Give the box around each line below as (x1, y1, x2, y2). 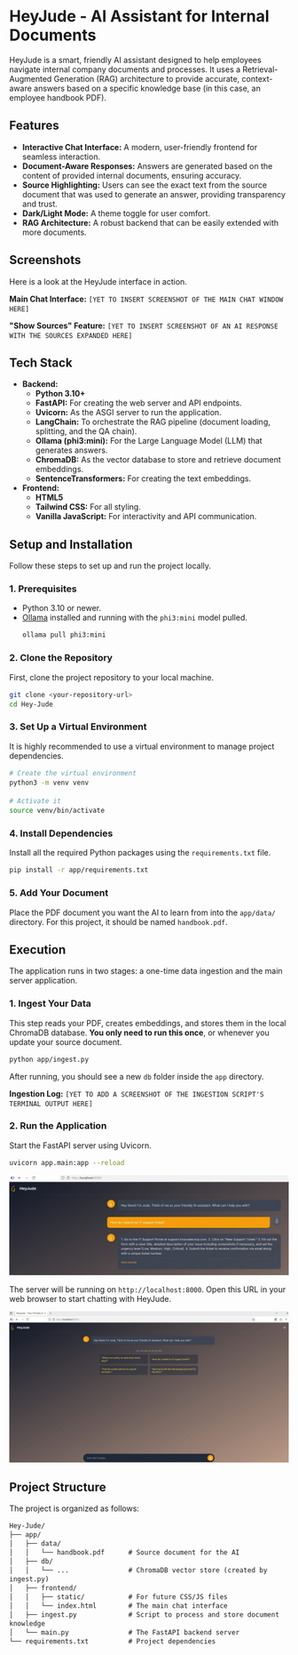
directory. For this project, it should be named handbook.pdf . (9, 916, 228, 927)
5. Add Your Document (9, 887, 109, 899)
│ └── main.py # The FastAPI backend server (9, 1628, 240, 1637)
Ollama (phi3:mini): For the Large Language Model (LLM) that (35, 436, 263, 446)
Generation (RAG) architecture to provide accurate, (53, 73, 240, 84)
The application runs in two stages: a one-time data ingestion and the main (9, 966, 283, 976)
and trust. (21, 198, 58, 209)
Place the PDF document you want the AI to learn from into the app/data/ (9, 907, 277, 918)
